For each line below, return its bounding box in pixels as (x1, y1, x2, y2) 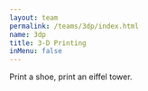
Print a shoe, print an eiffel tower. (9, 71, 133, 82)
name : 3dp (9, 30, 47, 39)
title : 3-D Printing (9, 38, 88, 48)
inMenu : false (9, 47, 63, 56)
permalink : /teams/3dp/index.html (9, 22, 140, 31)
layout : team (9, 13, 59, 23)
